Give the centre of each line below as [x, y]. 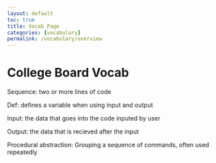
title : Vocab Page [33, 26]
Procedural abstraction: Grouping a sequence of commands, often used [108, 145]
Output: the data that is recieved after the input [73, 131]
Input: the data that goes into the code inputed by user [84, 118]
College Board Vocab [68, 73]
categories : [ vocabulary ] [44, 33]
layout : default [30, 13]
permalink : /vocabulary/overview [55, 39]
